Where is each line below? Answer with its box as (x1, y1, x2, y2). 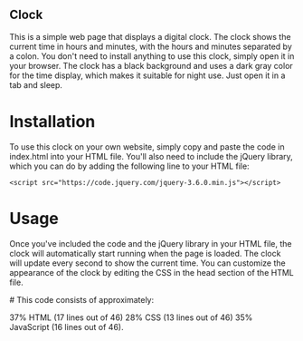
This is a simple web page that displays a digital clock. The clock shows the (9, 31, 291, 42)
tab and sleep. (9, 79, 63, 90)
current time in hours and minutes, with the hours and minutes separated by (9, 41, 292, 52)
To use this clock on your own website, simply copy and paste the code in (9, 141, 285, 152)
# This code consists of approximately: (9, 294, 155, 305)
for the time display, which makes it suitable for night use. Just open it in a (9, 70, 286, 81)
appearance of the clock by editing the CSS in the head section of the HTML (9, 267, 294, 278)
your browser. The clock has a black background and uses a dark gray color (9, 60, 294, 71)
